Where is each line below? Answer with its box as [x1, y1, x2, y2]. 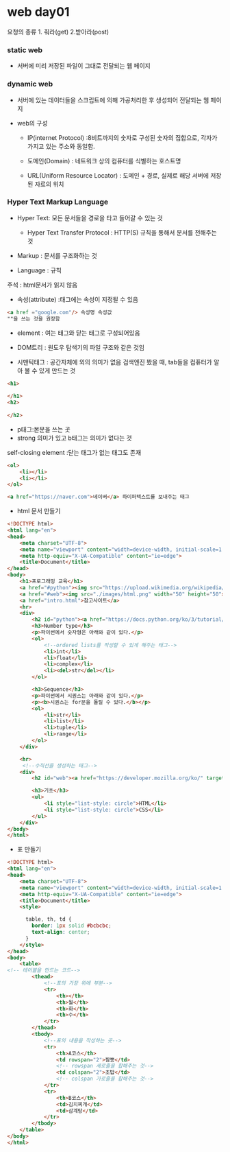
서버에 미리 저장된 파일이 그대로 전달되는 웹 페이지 [16, 62, 151, 70]
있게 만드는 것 [38, 366, 76, 375]
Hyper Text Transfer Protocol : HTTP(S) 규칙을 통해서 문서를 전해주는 [27, 228, 217, 237]
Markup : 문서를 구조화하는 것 [16, 251, 98, 259]
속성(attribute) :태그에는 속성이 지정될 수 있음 [16, 295, 139, 303]
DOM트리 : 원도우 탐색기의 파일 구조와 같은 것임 [16, 343, 145, 351]
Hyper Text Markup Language [7, 197, 109, 207]
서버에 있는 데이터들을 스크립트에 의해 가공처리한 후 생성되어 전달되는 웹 [16, 95, 209, 104]
